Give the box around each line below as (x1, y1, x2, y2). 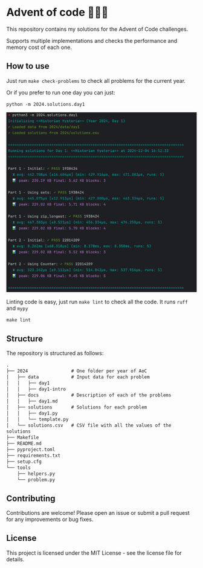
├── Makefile (6, 434, 39, 441)
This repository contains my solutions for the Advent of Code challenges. (6, 25, 188, 33)
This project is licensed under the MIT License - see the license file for (6, 549, 182, 557)
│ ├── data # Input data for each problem (6, 374, 150, 380)
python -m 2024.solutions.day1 (6, 101, 85, 108)
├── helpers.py (17, 471, 56, 477)
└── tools (6, 465, 31, 471)
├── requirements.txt (6, 453, 61, 459)
